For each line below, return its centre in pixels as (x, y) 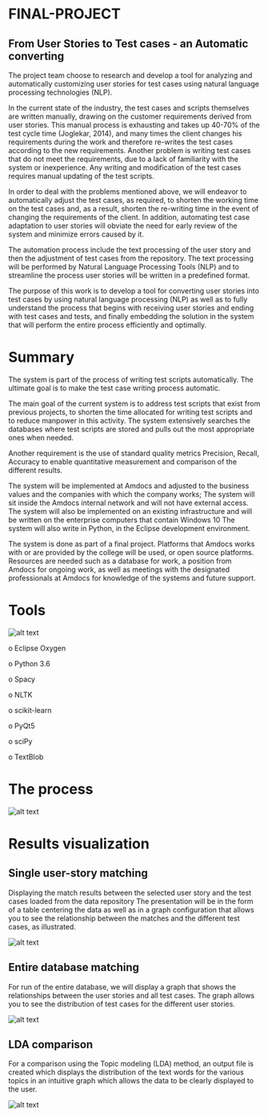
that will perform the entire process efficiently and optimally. (108, 325)
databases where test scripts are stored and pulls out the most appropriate (131, 429)
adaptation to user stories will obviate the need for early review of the (123, 226)
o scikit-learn (30, 710)
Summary (41, 357)
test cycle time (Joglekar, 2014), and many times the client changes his (125, 134)
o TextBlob (26, 757)
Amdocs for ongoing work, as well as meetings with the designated (119, 569)
